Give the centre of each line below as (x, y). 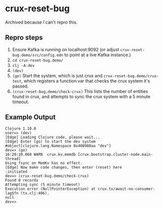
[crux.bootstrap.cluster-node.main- (115, 154)
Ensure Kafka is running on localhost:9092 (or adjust (65, 49)
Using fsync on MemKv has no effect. (44, 163)
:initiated (16, 172)
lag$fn (12, 193)
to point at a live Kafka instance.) (98, 55)
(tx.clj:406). (35, 193)
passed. (20, 86)
